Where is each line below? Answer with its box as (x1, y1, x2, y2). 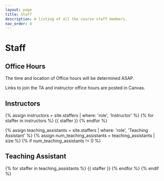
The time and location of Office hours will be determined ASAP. (5, 75, 135, 81)
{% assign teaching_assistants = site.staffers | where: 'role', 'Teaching (5, 127, 149, 133)
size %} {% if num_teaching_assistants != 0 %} (5, 138, 101, 144)
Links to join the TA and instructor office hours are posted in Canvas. (5, 85, 145, 91)
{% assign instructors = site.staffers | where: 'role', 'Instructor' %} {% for (5, 113, 154, 119)
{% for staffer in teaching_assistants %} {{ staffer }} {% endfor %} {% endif (5, 165, 159, 171)
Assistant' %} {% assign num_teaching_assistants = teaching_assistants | (5, 132, 155, 139)
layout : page (5, 7, 32, 12)
